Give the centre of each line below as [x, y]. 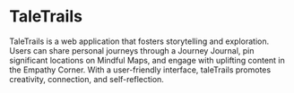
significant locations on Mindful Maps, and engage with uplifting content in [147, 60]
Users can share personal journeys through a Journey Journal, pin [132, 50]
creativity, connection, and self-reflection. [86, 79]
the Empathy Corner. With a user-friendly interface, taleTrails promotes [140, 70]
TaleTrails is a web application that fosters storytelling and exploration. [139, 41]
